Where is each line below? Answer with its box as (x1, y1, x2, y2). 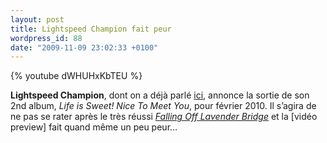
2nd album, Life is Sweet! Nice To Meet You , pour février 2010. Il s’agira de (10, 100, 317, 112)
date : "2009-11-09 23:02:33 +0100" (10, 42, 159, 53)
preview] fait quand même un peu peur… (10, 121, 178, 133)
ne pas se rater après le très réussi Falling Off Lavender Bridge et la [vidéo (10, 111, 318, 123)
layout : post (10, 14, 65, 25)
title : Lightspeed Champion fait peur (10, 24, 172, 34)
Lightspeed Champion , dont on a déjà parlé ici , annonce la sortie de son (10, 89, 310, 101)
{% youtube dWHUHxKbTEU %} (10, 70, 143, 82)
